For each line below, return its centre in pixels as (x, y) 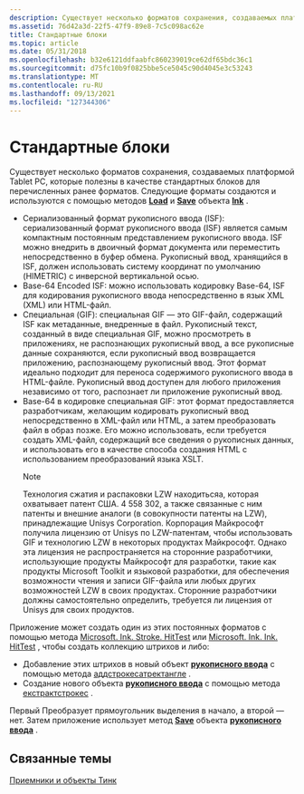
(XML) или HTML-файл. (66, 305)
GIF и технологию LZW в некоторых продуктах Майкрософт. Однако (155, 542)
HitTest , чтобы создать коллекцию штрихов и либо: (109, 647)
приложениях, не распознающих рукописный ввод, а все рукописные (158, 344)
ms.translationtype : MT (54, 77)
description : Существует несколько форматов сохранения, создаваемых (143, 18)
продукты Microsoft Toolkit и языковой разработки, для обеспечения (156, 571)
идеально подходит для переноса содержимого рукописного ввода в (158, 373)
